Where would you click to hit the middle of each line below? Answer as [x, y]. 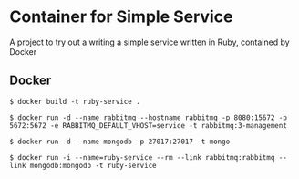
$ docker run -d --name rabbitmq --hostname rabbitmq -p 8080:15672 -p [148, 117]
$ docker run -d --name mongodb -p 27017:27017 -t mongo [120, 142]
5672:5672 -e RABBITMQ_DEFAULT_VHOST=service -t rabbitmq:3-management [148, 125]
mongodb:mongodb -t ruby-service [93, 165]
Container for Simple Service [121, 17]
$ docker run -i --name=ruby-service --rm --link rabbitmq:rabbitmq [142, 157]
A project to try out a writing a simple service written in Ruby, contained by [149, 42]
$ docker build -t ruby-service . [75, 101]
